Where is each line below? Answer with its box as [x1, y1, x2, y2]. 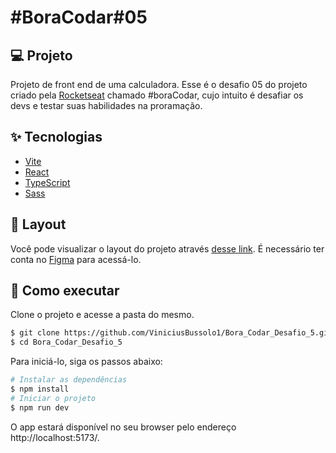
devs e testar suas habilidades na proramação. [10, 100, 203, 111]
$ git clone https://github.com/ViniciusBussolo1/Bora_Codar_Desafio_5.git [10, 328, 333, 338]
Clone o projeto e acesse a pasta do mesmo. [10, 309, 195, 321]
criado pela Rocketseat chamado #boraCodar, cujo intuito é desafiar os [10, 89, 304, 101]
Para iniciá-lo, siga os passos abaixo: [10, 356, 163, 368]
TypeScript [24, 176, 71, 188]
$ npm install [10, 384, 70, 395]
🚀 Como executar [10, 282, 120, 300]
